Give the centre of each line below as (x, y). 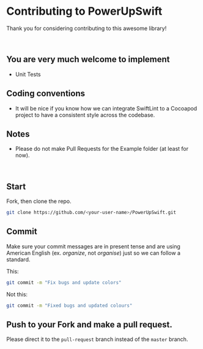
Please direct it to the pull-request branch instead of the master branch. (97, 339)
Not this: (17, 294)
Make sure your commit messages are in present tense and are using (93, 246)
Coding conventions (46, 94)
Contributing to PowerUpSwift (84, 11)
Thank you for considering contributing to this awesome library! (87, 28)
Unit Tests (28, 74)
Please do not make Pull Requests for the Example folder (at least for (102, 149)
